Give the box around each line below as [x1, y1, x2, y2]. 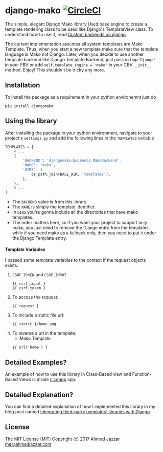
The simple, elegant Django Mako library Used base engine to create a [5, 21, 147, 27]
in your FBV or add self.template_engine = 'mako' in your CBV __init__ [5, 62, 152, 68]
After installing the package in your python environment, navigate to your [5, 130, 153, 136]
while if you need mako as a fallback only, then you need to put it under [12, 230, 157, 236]
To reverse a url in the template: [12, 330, 77, 336]
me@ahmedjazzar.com [5, 441, 51, 447]
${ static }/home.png [12, 322, 56, 327]
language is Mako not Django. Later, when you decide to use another [5, 51, 144, 57]
